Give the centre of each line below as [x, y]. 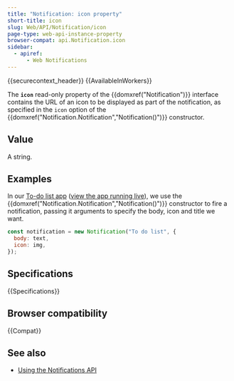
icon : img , [30, 245]
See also [27, 353]
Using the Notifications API [57, 370]
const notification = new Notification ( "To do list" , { [92, 232]
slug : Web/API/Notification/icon [57, 27]
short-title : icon [34, 21]
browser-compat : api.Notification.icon [67, 41]
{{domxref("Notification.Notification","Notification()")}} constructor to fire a [117, 204]
